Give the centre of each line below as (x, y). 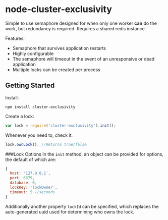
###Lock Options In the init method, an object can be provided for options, (85, 154)
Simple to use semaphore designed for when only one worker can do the (81, 23)
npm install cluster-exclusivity (40, 107)
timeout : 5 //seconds (33, 192)
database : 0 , (23, 183)
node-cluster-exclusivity (59, 9)
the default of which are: (31, 159)
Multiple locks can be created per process (57, 70)
